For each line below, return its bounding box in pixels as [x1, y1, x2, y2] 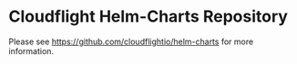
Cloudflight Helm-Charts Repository [8, 6, 289, 27]
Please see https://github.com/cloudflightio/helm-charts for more [8, 36, 254, 47]
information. [8, 45, 55, 56]
